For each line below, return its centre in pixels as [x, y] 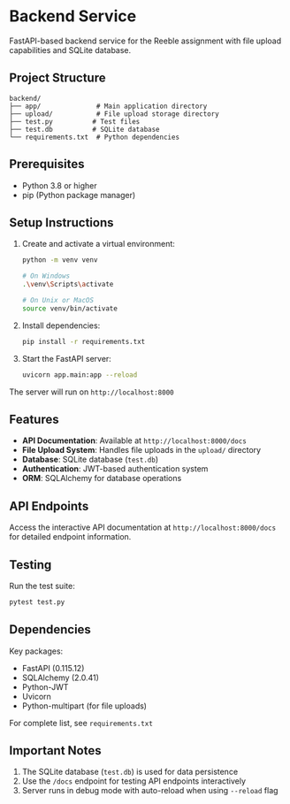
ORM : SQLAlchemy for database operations [102, 479]
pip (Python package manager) [79, 195]
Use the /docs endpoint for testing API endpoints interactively [134, 781]
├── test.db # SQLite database [85, 129]
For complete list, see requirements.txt [81, 723]
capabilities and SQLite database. [70, 50]
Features [34, 419]
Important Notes [55, 750]
